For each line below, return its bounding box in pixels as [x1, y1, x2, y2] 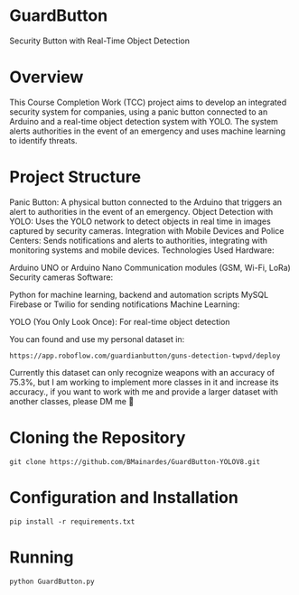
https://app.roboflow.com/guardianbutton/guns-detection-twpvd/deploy [9, 351, 281, 360]
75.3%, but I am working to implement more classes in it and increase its [9, 377, 279, 387]
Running [9, 547, 74, 567]
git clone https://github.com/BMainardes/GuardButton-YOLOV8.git [9, 457, 260, 466]
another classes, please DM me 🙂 [9, 395, 135, 406]
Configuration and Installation [9, 487, 239, 507]
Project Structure [9, 167, 142, 188]
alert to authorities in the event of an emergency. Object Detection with [9, 206, 274, 217]
